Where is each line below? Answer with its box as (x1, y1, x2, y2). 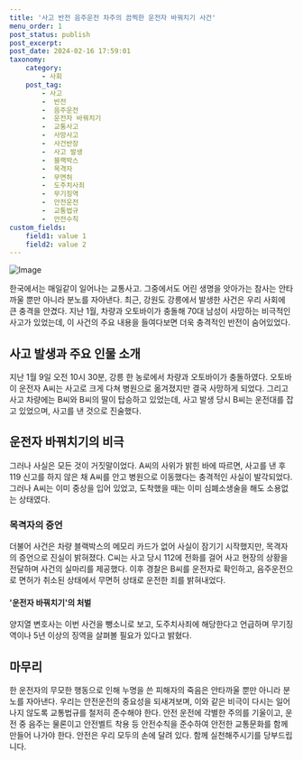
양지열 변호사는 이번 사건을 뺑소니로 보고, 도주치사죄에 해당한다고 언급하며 (9, 619, 270, 630)
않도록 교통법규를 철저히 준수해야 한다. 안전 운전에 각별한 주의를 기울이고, (25, 708, 284, 718)
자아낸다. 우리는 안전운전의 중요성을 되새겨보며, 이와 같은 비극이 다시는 (25, 696, 274, 707)
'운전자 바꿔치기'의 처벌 (9, 597, 92, 607)
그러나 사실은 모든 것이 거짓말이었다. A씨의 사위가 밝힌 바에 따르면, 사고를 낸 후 (9, 459, 287, 470)
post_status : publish (9, 30, 91, 39)
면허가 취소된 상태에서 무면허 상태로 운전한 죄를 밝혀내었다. (18, 575, 226, 586)
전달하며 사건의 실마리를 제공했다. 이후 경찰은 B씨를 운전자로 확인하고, (9, 563, 255, 574)
